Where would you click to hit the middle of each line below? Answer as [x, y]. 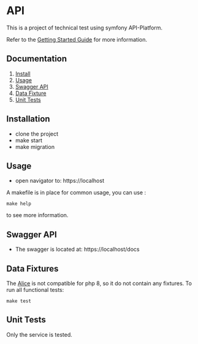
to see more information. [37, 215]
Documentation [37, 59]
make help [19, 204]
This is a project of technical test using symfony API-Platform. [85, 28]
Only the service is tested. [39, 334]
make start [29, 140]
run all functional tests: [35, 290]
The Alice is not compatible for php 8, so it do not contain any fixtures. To [99, 283]
